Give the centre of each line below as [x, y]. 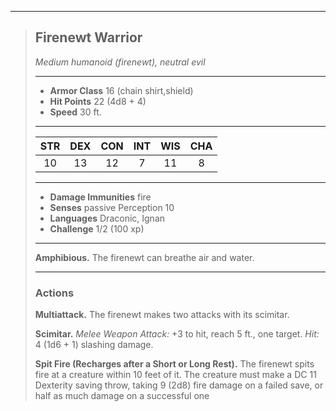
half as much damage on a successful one [122, 396]
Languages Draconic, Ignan [107, 218]
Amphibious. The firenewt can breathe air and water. [144, 257]
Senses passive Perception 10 [112, 207]
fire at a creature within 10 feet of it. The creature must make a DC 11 [175, 375]
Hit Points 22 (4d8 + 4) [98, 101]
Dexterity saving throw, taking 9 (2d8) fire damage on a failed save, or [179, 385]
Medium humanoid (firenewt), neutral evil [120, 62]
